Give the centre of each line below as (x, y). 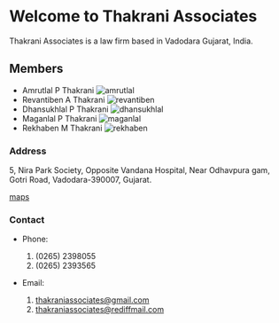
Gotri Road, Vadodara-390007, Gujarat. (81, 180)
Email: (33, 283)
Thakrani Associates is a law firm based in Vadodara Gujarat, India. (132, 41)
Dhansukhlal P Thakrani (65, 109)
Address (28, 151)
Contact (27, 219)
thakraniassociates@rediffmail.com (100, 310)
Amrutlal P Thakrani (58, 90)
